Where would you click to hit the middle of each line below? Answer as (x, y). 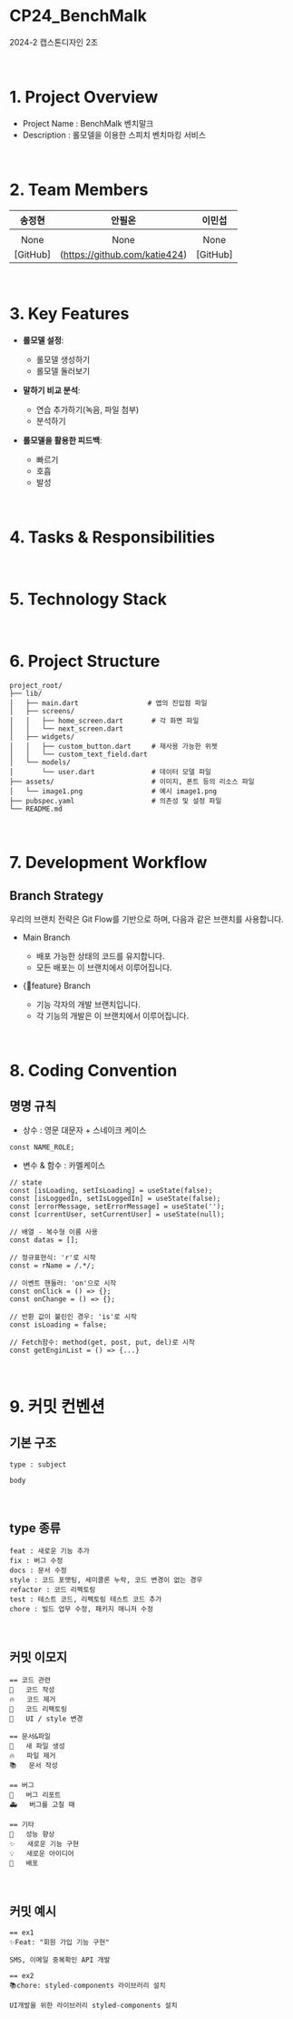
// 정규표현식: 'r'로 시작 (53, 1257)
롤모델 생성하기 (63, 359)
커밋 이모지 (39, 1657)
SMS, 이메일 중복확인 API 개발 (60, 1960)
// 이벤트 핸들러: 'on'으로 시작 (63, 1283)
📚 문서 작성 (34, 1766)
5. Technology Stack (88, 599)
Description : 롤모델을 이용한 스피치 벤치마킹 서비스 (114, 135)
